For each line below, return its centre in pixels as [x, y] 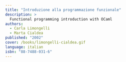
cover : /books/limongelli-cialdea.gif [45, 42]
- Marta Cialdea [26, 33]
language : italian [24, 47]
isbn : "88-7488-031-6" [29, 51]
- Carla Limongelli [30, 28]
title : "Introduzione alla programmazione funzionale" [63, 10]
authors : [14, 24]
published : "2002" [24, 38]
